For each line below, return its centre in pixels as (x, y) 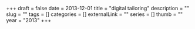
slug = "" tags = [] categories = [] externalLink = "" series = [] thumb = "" (95, 14)
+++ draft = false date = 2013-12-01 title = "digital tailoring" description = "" (98, 8)
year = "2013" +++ (29, 20)
